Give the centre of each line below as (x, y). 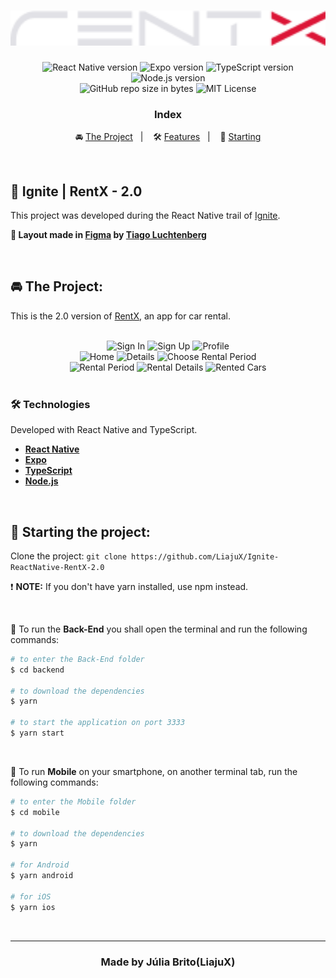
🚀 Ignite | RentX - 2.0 (76, 191)
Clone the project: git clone (68, 556)
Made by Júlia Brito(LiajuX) (168, 962)
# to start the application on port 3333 (98, 723)
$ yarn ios (33, 907)
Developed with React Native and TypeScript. (104, 430)
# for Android (40, 865)
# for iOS (31, 896)
